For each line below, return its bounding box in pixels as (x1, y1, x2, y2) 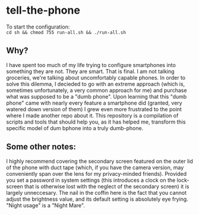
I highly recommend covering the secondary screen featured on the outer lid (6, 157, 193, 165)
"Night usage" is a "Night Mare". (6, 201, 85, 208)
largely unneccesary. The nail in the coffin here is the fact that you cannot (6, 189, 187, 196)
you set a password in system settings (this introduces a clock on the (6, 176, 176, 184)
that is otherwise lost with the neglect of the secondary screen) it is (24, 182, 189, 190)
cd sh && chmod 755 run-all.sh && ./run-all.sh (6, 29, 127, 36)
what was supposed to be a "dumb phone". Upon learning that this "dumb (6, 93, 187, 100)
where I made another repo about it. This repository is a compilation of (6, 112, 179, 119)
